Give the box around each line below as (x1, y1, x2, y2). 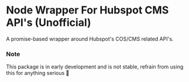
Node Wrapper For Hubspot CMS (6, 4, 169, 17)
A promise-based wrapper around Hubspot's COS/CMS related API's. (6, 35, 174, 42)
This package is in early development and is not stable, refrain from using (6, 63, 184, 70)
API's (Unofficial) (6, 16, 92, 29)
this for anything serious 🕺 (6, 70, 70, 77)
